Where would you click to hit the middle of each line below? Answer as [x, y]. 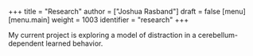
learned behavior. [74, 43]
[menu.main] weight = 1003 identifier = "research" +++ [99, 20]
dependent [26, 43]
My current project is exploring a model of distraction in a [102, 35]
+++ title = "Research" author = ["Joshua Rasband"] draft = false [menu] [127, 11]
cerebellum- [218, 35]
